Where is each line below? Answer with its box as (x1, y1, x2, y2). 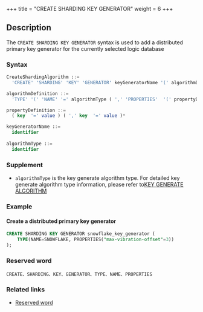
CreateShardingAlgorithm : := (6, 74, 80, 81)
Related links (6, 285, 45, 293)
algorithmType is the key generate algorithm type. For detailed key (14, 174, 180, 182)
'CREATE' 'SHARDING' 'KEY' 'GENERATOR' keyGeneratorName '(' (11, 79, 169, 85)
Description (6, 22, 51, 33)
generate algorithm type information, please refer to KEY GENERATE (14, 181, 184, 188)
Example (6, 202, 33, 211)
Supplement (6, 161, 43, 169)
